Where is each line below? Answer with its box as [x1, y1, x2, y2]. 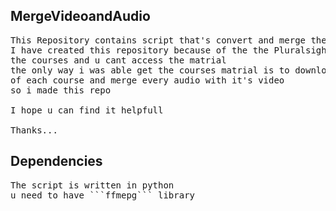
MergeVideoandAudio [10, 8, 151, 25]
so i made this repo [10, 84, 112, 96]
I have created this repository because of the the [10, 44, 270, 56]
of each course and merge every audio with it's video [10, 74, 285, 86]
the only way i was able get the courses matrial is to [10, 64, 290, 76]
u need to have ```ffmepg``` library [10, 189, 196, 201]
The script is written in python [10, 179, 175, 191]
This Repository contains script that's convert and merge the [10, 34, 327, 46]
